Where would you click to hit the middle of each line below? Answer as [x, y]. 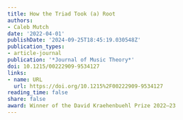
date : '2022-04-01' [36, 34]
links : [17, 73]
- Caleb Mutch [28, 27]
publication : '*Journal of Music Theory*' [71, 60]
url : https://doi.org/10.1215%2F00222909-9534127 [88, 86]
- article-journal [34, 54]
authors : [20, 20]
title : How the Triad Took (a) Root [61, 14]
